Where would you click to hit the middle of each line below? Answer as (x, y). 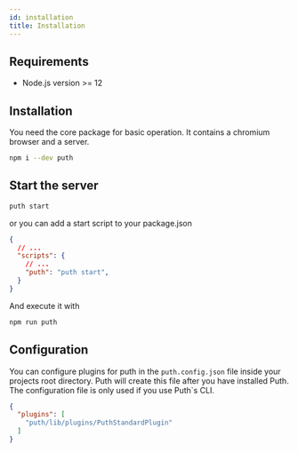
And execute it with (44, 305)
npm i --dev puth (41, 158)
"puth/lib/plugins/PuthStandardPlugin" (99, 423)
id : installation (41, 17)
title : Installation (48, 26)
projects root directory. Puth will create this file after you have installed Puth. (149, 381)
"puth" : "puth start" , (67, 273)
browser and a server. (49, 142)
